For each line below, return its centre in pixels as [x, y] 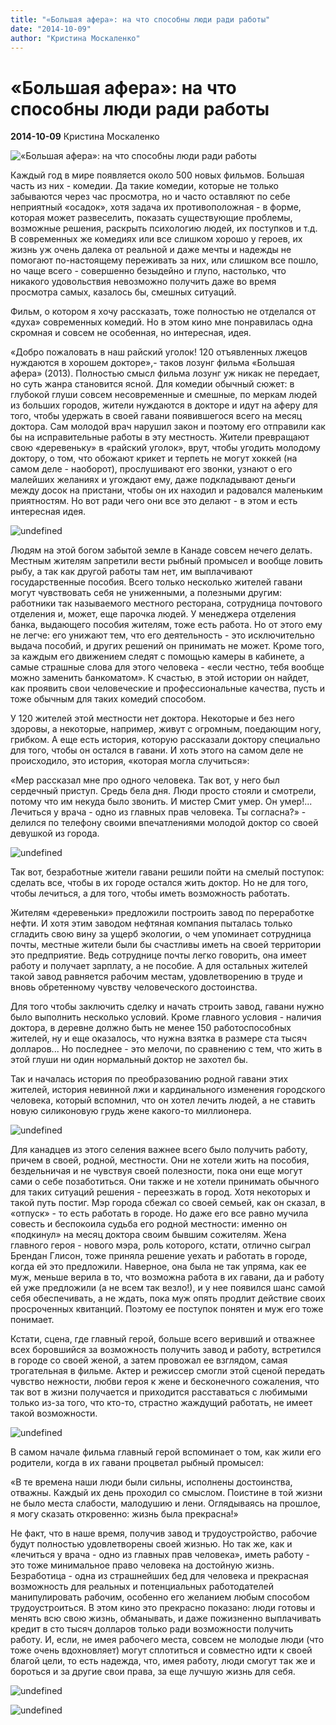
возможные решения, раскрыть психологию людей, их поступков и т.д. [164, 228]
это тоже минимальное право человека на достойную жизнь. [142, 1565]
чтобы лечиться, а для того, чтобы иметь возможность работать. [150, 893]
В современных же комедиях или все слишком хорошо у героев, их [156, 239]
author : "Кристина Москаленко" [75, 38]
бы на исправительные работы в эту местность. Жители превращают [160, 437]
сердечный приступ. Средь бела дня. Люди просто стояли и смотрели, [163, 791]
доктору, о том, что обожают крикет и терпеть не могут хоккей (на [154, 458]
